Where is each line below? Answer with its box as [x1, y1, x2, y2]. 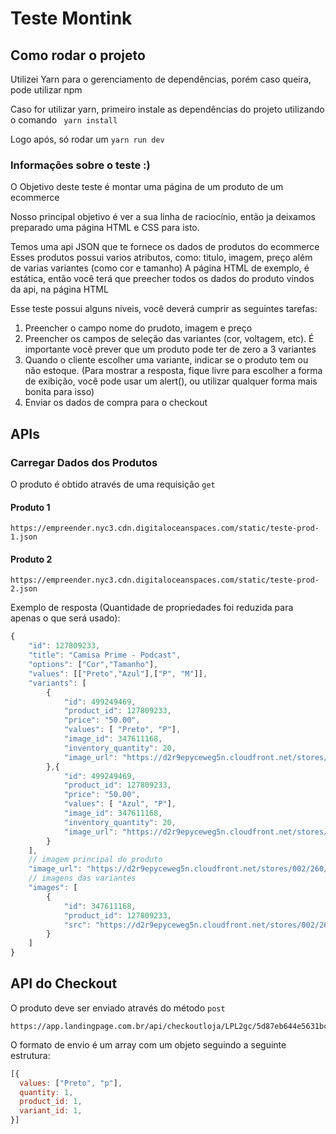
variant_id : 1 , [19, 1106, 83, 1116]
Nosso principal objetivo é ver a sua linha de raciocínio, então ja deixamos [10, 211, 317, 223]
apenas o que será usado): [10, 612, 121, 624]
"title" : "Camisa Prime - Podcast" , [28, 650, 182, 661]
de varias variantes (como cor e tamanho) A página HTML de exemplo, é [10, 262, 310, 274]
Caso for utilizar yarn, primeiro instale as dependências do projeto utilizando [10, 103, 325, 115]
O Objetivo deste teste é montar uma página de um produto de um [10, 181, 284, 193]
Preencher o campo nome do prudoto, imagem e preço [24, 322, 253, 334]
